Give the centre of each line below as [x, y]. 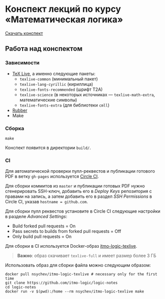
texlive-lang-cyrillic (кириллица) [56, 84]
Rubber [20, 110]
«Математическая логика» [64, 19]
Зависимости [22, 63]
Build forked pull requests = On [44, 226]
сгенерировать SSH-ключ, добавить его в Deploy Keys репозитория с [79, 191]
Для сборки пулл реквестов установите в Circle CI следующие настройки [83, 211]
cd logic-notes [21, 287]
